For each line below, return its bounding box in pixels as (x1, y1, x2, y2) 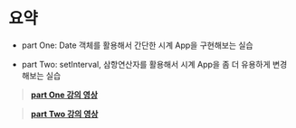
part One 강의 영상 (30, 89, 99, 100)
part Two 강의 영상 (30, 108, 99, 119)
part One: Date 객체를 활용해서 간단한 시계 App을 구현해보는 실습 (21, 40, 254, 50)
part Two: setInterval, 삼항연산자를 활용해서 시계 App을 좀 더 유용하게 (21, 59, 271, 69)
